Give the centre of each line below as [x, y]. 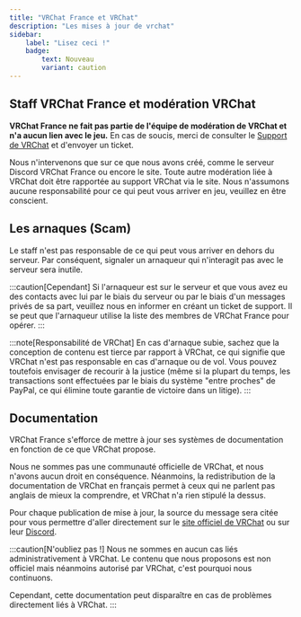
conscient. [29, 200]
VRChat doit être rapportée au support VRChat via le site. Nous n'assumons [150, 181]
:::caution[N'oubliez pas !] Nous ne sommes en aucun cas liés [124, 550]
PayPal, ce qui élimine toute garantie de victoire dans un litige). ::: [130, 390]
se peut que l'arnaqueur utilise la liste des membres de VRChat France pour [149, 315]
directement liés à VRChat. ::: [63, 605]
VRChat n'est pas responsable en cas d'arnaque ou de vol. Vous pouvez [143, 361]
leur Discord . [33, 532]
